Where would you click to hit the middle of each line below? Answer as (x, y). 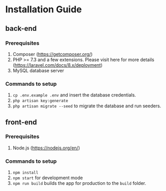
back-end (21, 28)
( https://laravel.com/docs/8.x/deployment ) (58, 65)
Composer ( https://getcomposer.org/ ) (53, 54)
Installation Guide (44, 9)
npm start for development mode (48, 178)
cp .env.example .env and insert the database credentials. (74, 95)
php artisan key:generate (40, 101)
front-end (21, 122)
